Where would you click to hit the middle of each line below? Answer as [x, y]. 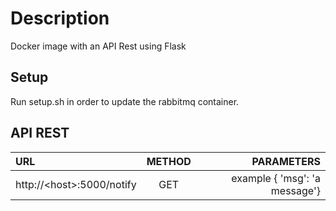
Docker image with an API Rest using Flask [98, 46]
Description [60, 18]
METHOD [169, 161]
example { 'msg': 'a [276, 178]
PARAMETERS [286, 161]
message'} [295, 190]
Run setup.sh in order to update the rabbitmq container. [125, 101]
